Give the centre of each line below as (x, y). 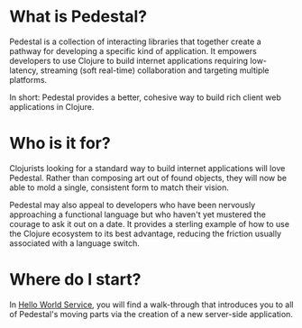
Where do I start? (75, 280)
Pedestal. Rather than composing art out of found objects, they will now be (148, 178)
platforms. (28, 79)
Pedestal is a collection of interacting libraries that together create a (135, 41)
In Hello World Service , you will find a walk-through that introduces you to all (151, 305)
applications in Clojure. (52, 106)
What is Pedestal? (78, 17)
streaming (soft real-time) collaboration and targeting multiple (155, 70)
